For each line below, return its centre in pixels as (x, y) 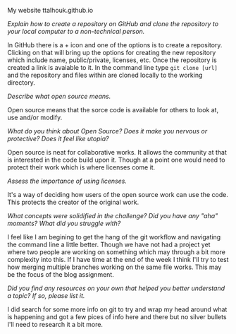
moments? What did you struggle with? (64, 223)
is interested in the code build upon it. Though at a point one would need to (116, 160)
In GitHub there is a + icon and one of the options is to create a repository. (115, 45)
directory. (21, 83)
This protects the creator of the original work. (73, 202)
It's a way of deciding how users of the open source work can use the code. (118, 195)
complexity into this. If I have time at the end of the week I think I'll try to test (118, 260)
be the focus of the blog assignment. (61, 274)
